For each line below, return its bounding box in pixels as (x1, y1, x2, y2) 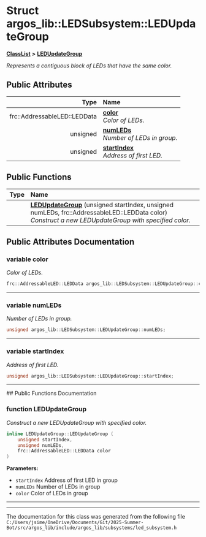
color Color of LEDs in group (15, 490, 88, 497)
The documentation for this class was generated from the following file (6, 513, 186, 520)
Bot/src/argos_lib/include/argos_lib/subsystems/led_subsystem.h (6, 525, 177, 531)
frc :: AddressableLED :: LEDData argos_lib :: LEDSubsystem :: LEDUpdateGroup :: (6, 281, 199, 287)
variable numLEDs (6, 301, 62, 310)
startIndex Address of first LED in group (15, 476, 118, 484)
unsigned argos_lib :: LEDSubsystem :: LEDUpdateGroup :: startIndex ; (6, 373, 174, 379)
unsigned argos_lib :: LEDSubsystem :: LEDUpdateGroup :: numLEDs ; (6, 327, 166, 333)
